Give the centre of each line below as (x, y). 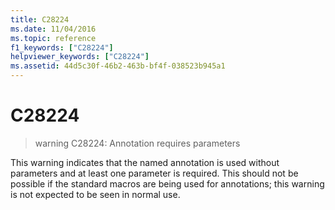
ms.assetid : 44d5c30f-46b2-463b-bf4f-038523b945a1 (118, 66)
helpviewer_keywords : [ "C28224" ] (80, 57)
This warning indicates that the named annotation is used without (145, 162)
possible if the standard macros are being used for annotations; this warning (167, 183)
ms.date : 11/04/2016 (53, 29)
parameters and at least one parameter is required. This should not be (154, 173)
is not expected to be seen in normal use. (95, 194)
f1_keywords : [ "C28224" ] (62, 47)
